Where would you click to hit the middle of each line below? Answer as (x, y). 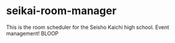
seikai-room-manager (61, 11)
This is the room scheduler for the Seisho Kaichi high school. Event (88, 27)
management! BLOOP (33, 33)
